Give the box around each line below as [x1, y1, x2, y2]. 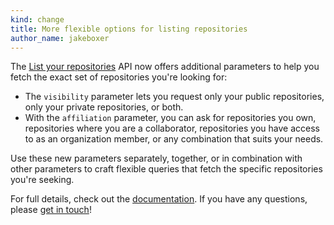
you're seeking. [10, 174, 75, 186]
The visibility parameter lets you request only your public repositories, [24, 91, 325, 103]
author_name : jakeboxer [10, 33, 110, 43]
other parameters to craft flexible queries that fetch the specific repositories [10, 163, 323, 175]
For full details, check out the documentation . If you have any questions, [10, 193, 308, 205]
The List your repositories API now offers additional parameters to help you [10, 61, 320, 73]
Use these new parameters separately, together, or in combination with [10, 152, 303, 165]
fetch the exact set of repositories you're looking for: [10, 71, 228, 83]
